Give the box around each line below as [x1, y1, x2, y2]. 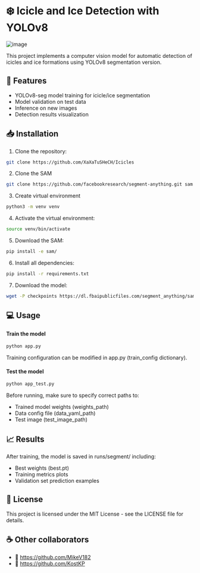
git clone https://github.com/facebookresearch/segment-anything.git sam [6, 181, 193, 187]
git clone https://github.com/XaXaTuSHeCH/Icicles [6, 159, 135, 165]
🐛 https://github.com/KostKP [14, 560, 85, 567]
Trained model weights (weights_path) [14, 403, 109, 411]
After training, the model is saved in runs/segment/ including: [6, 453, 156, 460]
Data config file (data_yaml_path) [14, 409, 96, 417]
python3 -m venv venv [6, 204, 60, 210]
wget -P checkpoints [6, 293, 58, 299]
